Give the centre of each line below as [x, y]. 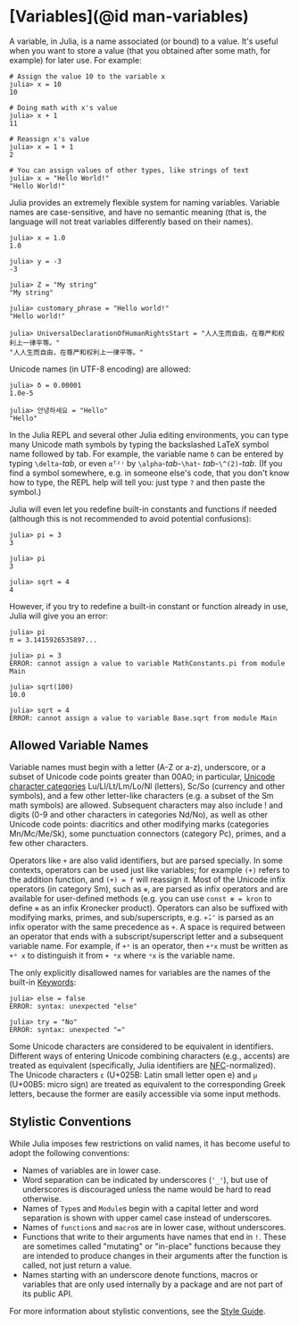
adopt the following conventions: [70, 1153]
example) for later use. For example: [75, 60]
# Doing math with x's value [63, 108]
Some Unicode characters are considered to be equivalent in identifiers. [141, 1046]
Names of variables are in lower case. [91, 1170]
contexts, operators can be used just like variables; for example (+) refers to [149, 869]
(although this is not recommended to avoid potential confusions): [130, 518]
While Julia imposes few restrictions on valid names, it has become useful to [150, 1143]
